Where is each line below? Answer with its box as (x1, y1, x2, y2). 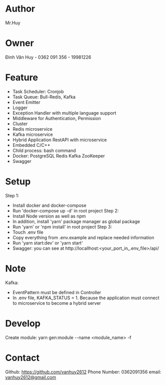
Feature (5, 72, 38, 83)
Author (5, 3, 35, 15)
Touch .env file (12, 229, 44, 235)
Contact (5, 352, 40, 363)
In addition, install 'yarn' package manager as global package (12, 218, 140, 225)
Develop (5, 317, 41, 329)
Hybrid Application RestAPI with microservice (12, 137, 107, 143)
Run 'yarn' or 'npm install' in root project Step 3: (12, 224, 112, 230)
